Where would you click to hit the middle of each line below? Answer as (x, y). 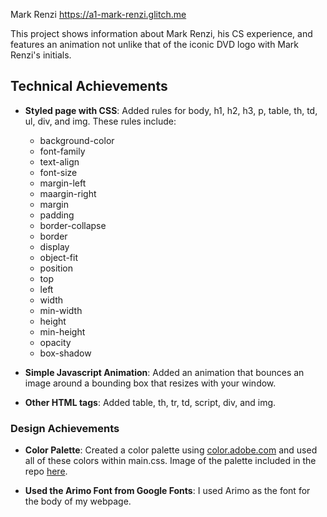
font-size (58, 172)
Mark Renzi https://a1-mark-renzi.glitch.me (98, 14)
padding (57, 215)
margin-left (63, 183)
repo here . (46, 471)
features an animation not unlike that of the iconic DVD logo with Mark (155, 44)
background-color (77, 140)
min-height (62, 331)
